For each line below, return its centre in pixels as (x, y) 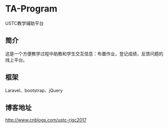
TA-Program (31, 9)
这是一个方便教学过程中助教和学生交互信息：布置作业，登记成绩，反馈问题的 (84, 54)
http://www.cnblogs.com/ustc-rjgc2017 (46, 120)
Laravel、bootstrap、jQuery (34, 90)
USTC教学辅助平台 (25, 23)
